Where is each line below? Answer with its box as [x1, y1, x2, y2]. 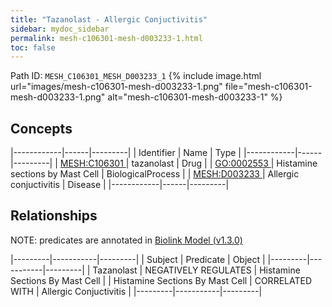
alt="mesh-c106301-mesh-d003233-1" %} [107, 91, 283, 103]
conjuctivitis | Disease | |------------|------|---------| [10, 179, 230, 191]
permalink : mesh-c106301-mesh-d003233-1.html [10, 33, 203, 43]
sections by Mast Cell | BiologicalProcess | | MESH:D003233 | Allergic [10, 168, 300, 180]
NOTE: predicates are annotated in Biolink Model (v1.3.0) [10, 234, 243, 246]
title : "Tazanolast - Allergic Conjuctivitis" [10, 14, 208, 25]
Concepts [10, 120, 73, 137]
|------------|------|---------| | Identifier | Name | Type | [10, 147, 242, 159]
